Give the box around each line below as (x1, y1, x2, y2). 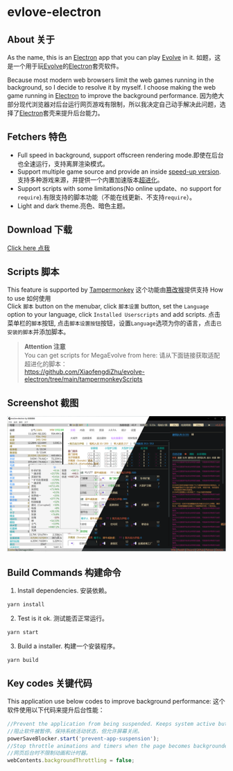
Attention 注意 (24, 342, 66, 351)
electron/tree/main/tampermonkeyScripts (24, 375, 143, 383)
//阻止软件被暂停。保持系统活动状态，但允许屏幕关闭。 (7, 727, 143, 735)
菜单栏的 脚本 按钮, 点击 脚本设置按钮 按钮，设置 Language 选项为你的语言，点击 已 (7, 319, 222, 327)
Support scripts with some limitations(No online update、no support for (17, 184, 222, 192)
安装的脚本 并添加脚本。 (7, 328, 70, 336)
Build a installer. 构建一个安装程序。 (17, 642, 119, 650)
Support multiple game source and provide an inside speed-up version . (17, 167, 221, 176)
